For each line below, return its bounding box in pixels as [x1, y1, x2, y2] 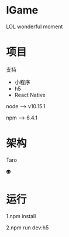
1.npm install [6, 212, 36, 219]
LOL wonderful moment [6, 23, 63, 30]
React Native [14, 91, 46, 98]
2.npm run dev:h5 [6, 224, 49, 231]
